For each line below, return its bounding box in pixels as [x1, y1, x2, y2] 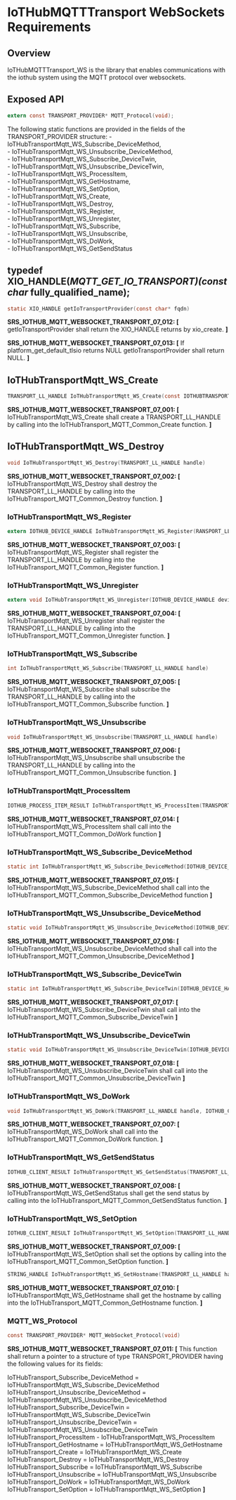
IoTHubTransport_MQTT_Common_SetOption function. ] [7, 1257, 169, 1265]
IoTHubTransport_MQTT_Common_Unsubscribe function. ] [7, 768, 177, 777]
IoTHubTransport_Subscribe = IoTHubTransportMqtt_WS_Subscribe [7, 1462, 202, 1471]
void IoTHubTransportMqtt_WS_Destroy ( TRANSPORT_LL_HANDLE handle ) [7, 459, 206, 466]
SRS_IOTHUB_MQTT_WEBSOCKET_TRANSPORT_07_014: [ [7, 815, 179, 823]
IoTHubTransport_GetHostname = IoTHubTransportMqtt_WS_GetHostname [7, 1440, 223, 1449]
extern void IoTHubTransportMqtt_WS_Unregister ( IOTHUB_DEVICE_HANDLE [7, 596, 216, 604]
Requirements [7, 19, 91, 35]
